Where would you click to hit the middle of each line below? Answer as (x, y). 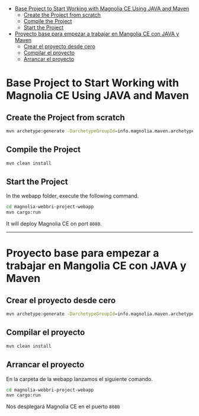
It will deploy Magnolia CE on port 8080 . (54, 224)
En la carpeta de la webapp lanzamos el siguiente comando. (79, 379)
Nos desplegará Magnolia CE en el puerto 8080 (63, 407)
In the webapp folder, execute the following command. (73, 196)
